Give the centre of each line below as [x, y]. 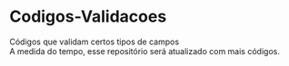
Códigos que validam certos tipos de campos [95, 42]
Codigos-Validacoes [88, 17]
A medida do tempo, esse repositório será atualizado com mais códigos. [144, 51]
